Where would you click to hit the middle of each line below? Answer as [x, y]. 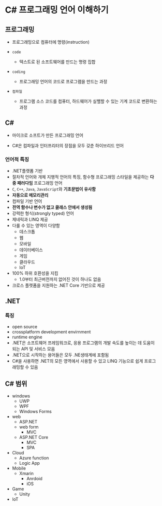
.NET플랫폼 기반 [27, 171]
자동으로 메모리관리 [30, 195]
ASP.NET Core [34, 437]
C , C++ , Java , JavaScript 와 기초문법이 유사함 [54, 189]
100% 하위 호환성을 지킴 [35, 273]
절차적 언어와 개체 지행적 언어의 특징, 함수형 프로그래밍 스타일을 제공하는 [80, 177]
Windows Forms [35, 411]
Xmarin [26, 473]
